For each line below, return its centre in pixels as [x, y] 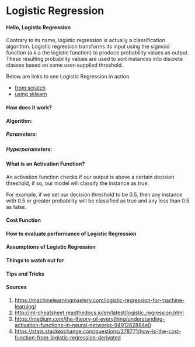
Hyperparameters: [29, 149]
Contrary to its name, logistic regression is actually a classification [86, 40]
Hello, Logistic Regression [39, 27]
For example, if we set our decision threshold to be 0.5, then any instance [94, 194]
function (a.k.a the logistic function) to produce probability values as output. [97, 53]
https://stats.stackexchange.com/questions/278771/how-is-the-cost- [98, 331]
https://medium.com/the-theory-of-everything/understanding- [90, 319]
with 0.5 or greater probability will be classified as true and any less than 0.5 [98, 201]
